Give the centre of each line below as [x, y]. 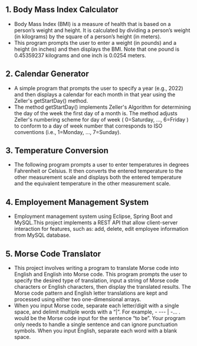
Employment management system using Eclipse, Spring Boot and [93, 216]
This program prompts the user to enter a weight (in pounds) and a [95, 43]
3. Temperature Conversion [57, 151]
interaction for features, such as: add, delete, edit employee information [101, 229]
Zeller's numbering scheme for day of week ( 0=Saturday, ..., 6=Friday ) [101, 119]
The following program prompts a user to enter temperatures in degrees [101, 165]
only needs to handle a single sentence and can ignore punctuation [96, 325]
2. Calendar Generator [47, 74]
